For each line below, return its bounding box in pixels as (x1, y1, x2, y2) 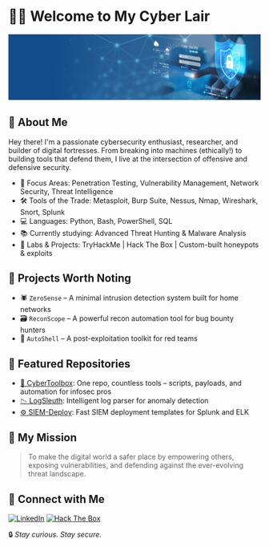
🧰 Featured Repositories (8, 357, 130, 371)
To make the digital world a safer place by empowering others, (27, 452, 235, 462)
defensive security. (8, 162, 72, 172)
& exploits (19, 248, 53, 257)
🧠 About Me (8, 115, 68, 129)
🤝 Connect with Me (8, 492, 106, 506)
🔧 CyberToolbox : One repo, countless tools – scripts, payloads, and (19, 379, 242, 388)
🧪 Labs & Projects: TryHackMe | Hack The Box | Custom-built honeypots (19, 240, 259, 249)
